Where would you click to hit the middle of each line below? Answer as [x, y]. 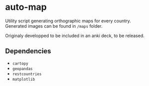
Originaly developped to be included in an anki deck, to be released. [75, 36]
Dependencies [28, 51]
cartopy [20, 63]
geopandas [23, 69]
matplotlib [24, 79]
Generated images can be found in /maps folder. [54, 26]
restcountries [27, 74]
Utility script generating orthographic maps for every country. [68, 21]
